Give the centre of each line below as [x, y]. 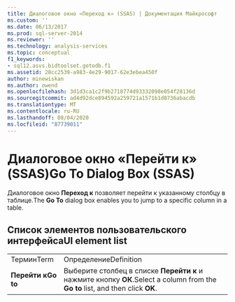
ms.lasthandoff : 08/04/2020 [48, 117]
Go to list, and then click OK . [111, 289]
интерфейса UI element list [67, 241]
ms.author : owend [33, 85]
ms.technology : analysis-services [58, 46]
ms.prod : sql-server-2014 [45, 33]
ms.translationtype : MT [42, 105]
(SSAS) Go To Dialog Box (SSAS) [101, 174]
